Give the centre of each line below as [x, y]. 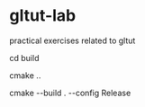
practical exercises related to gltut [72, 40]
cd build [24, 58]
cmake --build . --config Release [70, 93]
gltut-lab [43, 16]
